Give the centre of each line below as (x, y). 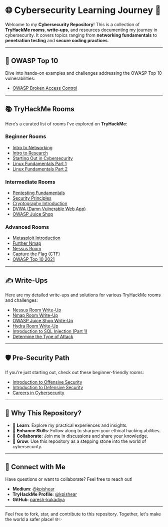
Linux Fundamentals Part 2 (40, 169)
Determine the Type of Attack (43, 337)
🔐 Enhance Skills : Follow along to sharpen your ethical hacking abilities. (86, 430)
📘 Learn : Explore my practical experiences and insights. (70, 425)
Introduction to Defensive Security (48, 388)
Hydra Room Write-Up (35, 326)
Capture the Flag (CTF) (36, 254)
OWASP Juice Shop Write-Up (43, 321)
